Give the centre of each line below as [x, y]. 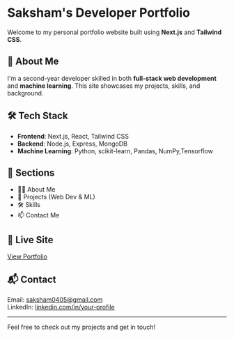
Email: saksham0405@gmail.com [55, 300]
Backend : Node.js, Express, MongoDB [72, 144]
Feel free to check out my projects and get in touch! [81, 327]
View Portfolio [27, 256]
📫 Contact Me [38, 215]
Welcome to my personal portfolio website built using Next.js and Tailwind [115, 32]
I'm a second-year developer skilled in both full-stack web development [112, 78]
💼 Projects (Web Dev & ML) [56, 197]
